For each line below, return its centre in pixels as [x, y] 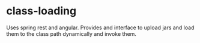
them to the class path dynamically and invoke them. [71, 33]
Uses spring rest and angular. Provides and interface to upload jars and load [100, 27]
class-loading [41, 11]
